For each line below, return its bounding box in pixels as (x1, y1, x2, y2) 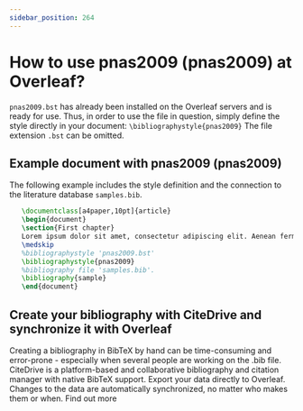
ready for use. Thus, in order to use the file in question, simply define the (9, 110, 280, 122)
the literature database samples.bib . (9, 189, 142, 200)
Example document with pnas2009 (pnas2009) (9, 155, 282, 171)
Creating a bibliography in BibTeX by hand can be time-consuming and (9, 344, 272, 356)
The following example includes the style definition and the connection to (9, 179, 282, 190)
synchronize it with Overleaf (9, 321, 173, 336)
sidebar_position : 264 (9, 13, 95, 23)
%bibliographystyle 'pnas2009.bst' (21, 249, 155, 258)
